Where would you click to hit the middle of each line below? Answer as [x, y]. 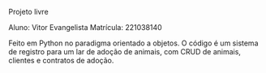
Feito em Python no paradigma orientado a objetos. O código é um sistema [133, 43]
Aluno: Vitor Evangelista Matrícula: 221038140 [85, 27]
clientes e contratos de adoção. [61, 60]
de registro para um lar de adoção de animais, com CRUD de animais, [125, 52]
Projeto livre [28, 12]
